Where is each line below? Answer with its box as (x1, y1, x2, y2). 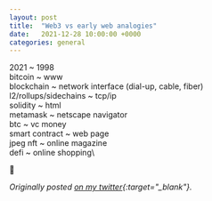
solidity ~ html (9, 100, 61, 111)
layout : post (9, 12, 58, 22)
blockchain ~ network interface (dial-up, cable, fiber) (9, 81, 204, 92)
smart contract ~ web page (9, 128, 110, 139)
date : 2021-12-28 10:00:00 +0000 (9, 29, 142, 38)
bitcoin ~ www (9, 72, 63, 83)
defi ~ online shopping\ (9, 148, 95, 158)
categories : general (9, 37, 86, 47)
